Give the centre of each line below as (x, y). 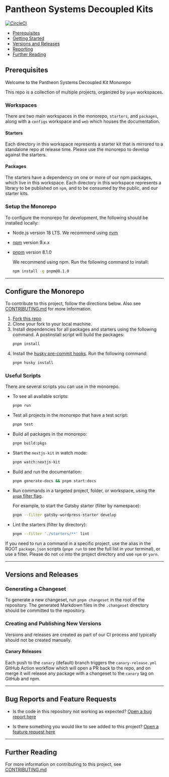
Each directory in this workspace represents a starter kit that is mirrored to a (84, 144)
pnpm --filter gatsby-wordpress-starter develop (64, 515)
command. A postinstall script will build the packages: (68, 335)
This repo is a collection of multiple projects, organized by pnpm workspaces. (84, 92)
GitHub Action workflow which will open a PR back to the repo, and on (78, 668)
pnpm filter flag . (28, 496)
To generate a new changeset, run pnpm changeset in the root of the (75, 600)
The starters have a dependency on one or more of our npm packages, (79, 178)
